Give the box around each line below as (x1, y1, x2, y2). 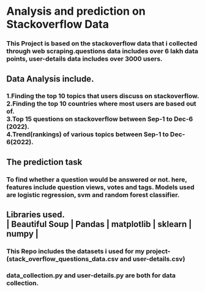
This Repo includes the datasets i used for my (6, 247, 145, 256)
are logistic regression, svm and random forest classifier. (6, 190, 180, 199)
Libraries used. (6, 210, 65, 220)
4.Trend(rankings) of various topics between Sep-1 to (6, 130, 170, 139)
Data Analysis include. (6, 74, 94, 84)
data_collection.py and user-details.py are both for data (6, 271, 176, 280)
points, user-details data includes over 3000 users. (6, 55, 163, 63)
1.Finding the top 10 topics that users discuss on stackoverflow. (6, 92, 199, 101)
